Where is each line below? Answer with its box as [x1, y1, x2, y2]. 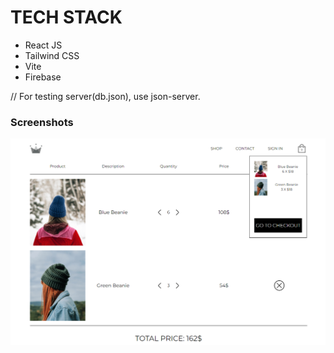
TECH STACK [10, 6, 123, 29]
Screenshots [10, 115, 74, 129]
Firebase [24, 71, 62, 83]
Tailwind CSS [24, 49, 80, 61]
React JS [24, 39, 63, 51]
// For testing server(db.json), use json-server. [10, 90, 201, 102]
